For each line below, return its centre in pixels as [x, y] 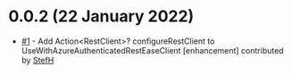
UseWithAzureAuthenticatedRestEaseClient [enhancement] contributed [152, 50]
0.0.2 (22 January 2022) [101, 16]
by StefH [38, 60]
